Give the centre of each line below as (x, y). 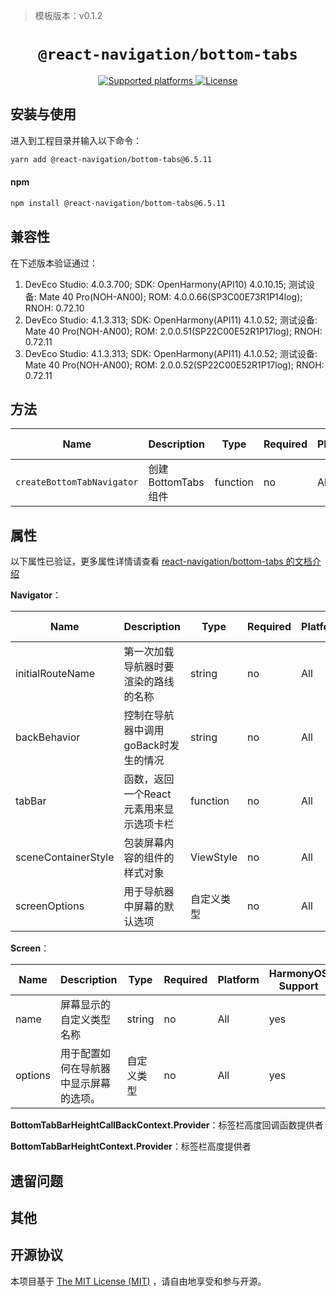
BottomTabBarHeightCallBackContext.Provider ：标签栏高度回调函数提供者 (167, 1125)
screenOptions (50, 906)
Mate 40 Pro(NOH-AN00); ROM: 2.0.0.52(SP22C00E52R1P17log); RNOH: (174, 365)
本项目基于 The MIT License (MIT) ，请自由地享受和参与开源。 (138, 1281)
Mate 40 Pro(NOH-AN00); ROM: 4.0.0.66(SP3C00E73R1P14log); (170, 296)
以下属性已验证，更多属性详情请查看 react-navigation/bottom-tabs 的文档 (161, 561)
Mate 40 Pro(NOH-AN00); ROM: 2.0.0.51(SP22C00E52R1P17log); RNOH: (173, 331)
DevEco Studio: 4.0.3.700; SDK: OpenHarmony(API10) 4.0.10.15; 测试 (165, 284)
